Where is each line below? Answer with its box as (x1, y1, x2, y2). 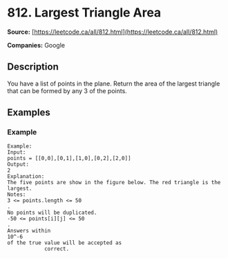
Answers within (7, 228, 51, 235)
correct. (44, 246, 70, 252)
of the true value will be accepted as (7, 239, 122, 246)
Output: (7, 161, 30, 168)
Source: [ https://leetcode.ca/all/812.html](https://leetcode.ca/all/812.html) (7, 28, 218, 36)
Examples (7, 107, 50, 119)
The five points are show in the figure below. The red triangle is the (7, 179, 221, 186)
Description (7, 61, 59, 73)
